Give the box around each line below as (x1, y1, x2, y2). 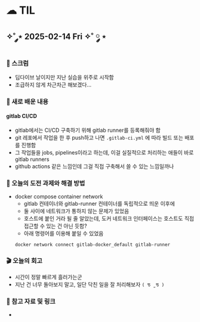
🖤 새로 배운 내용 (6, 97, 49, 106)
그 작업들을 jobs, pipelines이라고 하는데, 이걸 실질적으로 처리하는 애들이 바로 (14, 149, 194, 156)
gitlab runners (14, 156, 50, 163)
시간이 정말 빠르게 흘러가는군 (14, 273, 82, 280)
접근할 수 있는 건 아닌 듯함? (23, 222, 88, 230)
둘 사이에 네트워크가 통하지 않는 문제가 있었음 (23, 208, 130, 215)
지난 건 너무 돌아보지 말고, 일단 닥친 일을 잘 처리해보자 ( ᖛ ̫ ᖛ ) (14, 281, 165, 288)
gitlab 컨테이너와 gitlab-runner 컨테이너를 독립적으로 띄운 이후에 (23, 200, 175, 208)
